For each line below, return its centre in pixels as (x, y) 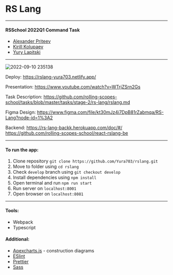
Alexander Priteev (32, 41)
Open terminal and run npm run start (52, 183)
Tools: (12, 210)
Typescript (24, 227)
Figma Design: (21, 112)
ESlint (19, 256)
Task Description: (24, 97)
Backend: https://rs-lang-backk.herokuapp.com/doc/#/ (64, 128)
